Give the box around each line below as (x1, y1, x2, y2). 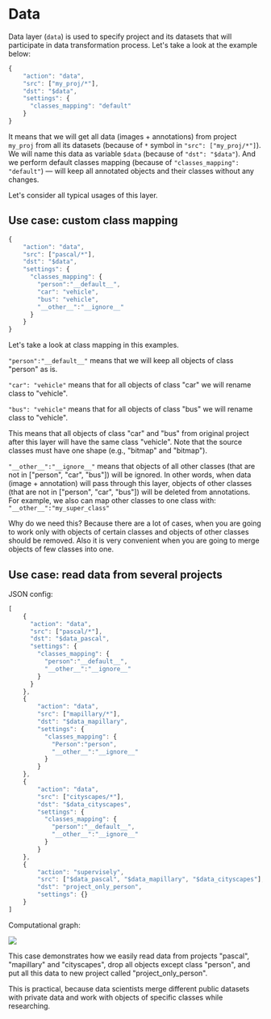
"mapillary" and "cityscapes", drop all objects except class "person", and (8, 959, 251, 969)
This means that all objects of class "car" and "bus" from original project (8, 429, 250, 438)
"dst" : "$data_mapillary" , (37, 717, 128, 726)
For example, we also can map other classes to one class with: (8, 496, 216, 505)
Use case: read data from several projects (8, 568, 223, 581)
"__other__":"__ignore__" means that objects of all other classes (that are (8, 462, 256, 471)
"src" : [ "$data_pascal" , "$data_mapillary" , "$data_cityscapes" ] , (37, 875, 265, 884)
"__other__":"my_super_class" (8, 505, 110, 513)
